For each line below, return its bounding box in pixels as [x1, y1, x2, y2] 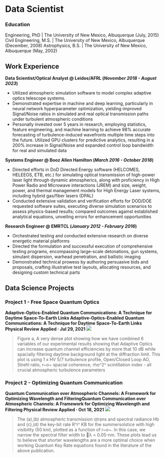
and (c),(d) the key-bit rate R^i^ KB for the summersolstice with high [17, 422, 155, 427]
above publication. [17, 448, 55, 454]
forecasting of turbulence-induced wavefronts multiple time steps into [12, 132, 155, 138]
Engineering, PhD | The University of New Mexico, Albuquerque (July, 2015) [5, 32, 159, 38]
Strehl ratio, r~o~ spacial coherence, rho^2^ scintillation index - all [17, 361, 152, 367]
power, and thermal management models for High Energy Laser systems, [12, 188, 161, 194]
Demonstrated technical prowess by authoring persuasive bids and [12, 259, 149, 265]
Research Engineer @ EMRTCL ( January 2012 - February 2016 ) [5, 223, 137, 229]
